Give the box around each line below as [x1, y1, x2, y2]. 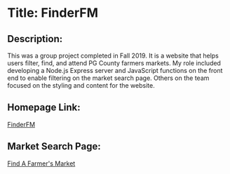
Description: [7, 33, 63, 45]
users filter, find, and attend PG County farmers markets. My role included [7, 59, 221, 67]
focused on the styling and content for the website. [7, 81, 156, 89]
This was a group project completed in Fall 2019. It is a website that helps [7, 51, 219, 60]
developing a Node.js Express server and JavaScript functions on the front [7, 67, 223, 74]
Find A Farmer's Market [7, 159, 76, 168]
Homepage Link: [7, 102, 81, 114]
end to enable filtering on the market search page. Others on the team [7, 74, 210, 82]
